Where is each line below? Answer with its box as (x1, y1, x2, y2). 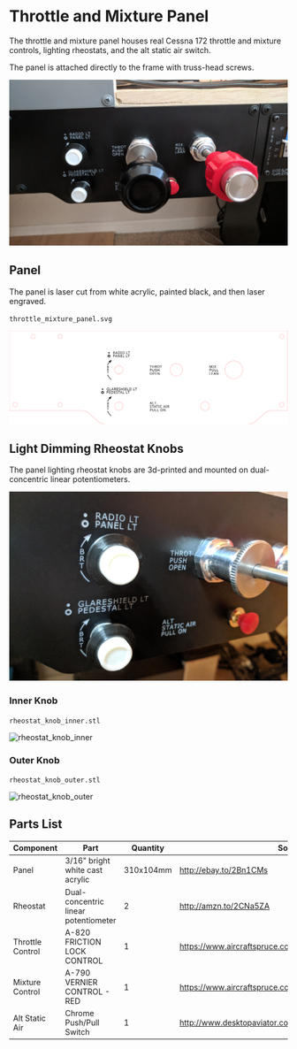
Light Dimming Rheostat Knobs (9, 440, 184, 456)
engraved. (9, 295, 47, 306)
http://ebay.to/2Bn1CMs (179, 865, 268, 876)
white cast (65, 865, 103, 876)
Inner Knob (9, 694, 58, 707)
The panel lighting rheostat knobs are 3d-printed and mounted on (9, 464, 249, 475)
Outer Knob (9, 754, 60, 766)
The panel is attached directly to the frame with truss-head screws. (9, 62, 255, 73)
